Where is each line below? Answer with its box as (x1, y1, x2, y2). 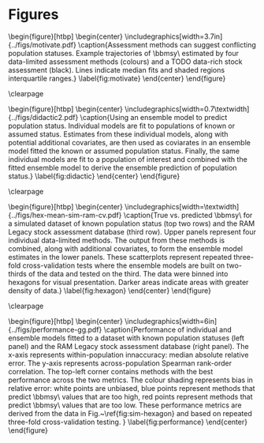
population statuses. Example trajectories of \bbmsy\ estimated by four (8, 48, 239, 58)
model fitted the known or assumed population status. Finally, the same (8, 146, 240, 156)
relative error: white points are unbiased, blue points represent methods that (8, 383, 255, 392)
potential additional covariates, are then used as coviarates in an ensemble (8, 137, 251, 147)
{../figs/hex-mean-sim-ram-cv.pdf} (8, 210, 122, 220)
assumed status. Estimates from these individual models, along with (8, 129, 229, 139)
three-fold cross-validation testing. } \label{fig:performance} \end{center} (8, 417, 248, 426)
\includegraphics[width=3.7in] (125, 32, 223, 41)
